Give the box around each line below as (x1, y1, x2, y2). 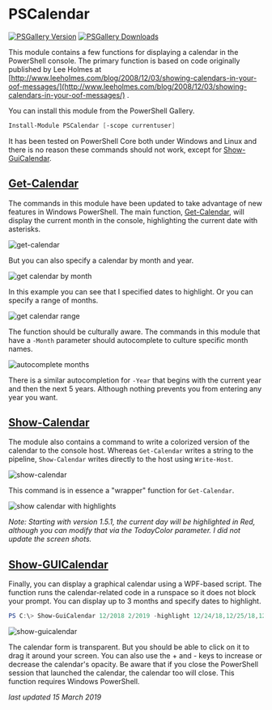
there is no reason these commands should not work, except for (8, 145, 223, 154)
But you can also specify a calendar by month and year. (8, 256, 194, 265)
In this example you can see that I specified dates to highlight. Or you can (8, 286, 253, 296)
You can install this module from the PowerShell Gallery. (8, 106, 195, 116)
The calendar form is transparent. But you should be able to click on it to (8, 642, 249, 652)
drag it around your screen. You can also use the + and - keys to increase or (8, 651, 263, 661)
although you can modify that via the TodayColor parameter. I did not (8, 526, 241, 535)
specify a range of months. (8, 295, 99, 305)
